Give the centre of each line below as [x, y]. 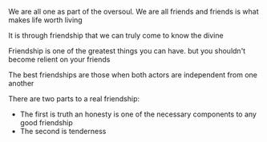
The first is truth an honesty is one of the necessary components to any [138, 114]
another [21, 83]
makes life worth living [45, 20]
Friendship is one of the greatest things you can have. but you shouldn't [127, 51]
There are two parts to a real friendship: [74, 99]
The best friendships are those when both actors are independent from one [133, 75]
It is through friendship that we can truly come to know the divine [116, 35]
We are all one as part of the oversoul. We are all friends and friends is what [133, 12]
